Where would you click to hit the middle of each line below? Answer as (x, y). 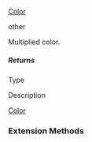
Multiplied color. (34, 42)
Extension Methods (46, 131)
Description (27, 95)
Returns (22, 60)
